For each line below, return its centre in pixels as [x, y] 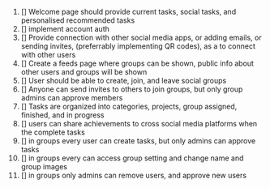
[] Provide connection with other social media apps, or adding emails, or [141, 37]
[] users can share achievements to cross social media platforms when [139, 124]
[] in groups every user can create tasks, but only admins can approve [138, 141]
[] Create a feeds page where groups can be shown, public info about [137, 63]
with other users [48, 55]
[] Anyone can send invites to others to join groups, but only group [132, 89]
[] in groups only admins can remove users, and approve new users [133, 175]
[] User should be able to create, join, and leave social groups [124, 81]
